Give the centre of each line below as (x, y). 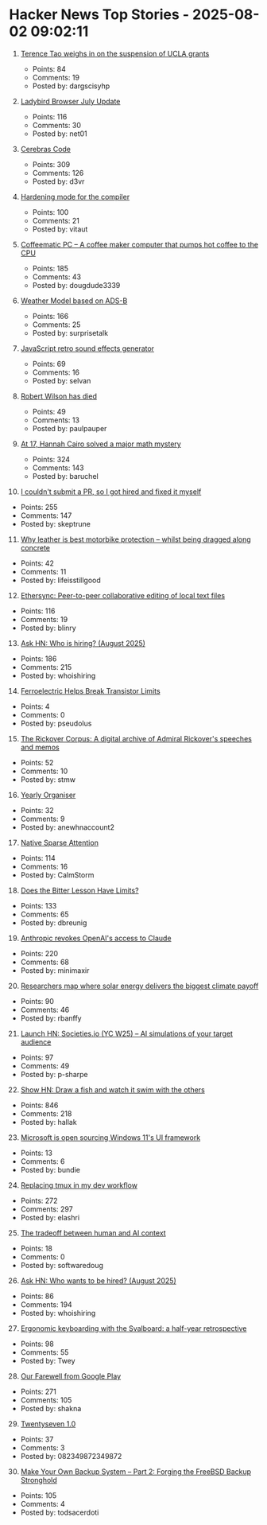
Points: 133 (39, 905)
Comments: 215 (46, 667)
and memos (40, 747)
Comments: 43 (57, 277)
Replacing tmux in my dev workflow (79, 1185)
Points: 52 (37, 762)
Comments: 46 (45, 1010)
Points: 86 (37, 1296)
